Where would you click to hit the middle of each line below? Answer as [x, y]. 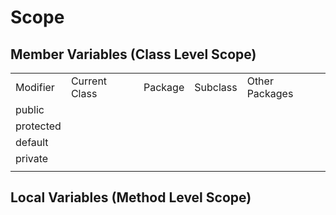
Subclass [216, 87]
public [30, 109]
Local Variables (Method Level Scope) [131, 197]
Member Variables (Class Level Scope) [133, 54]
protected [38, 126]
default [32, 142]
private [32, 158]
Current [89, 81]
